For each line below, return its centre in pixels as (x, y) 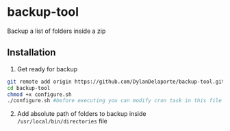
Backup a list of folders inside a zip (56, 31)
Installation (31, 52)
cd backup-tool (29, 88)
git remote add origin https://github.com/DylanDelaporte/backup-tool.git (116, 82)
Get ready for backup (47, 69)
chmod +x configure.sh (39, 94)
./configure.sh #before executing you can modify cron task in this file (115, 101)
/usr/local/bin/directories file (62, 121)
